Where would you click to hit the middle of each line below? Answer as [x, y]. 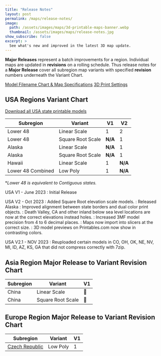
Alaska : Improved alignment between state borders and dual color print [77, 207]
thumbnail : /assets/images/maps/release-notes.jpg [62, 32]
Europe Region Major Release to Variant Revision [80, 317]
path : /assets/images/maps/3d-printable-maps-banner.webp [69, 28]
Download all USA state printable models [46, 111]
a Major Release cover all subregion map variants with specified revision [78, 70]
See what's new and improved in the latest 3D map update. [70, 46]
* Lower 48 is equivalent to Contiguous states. [51, 183]
